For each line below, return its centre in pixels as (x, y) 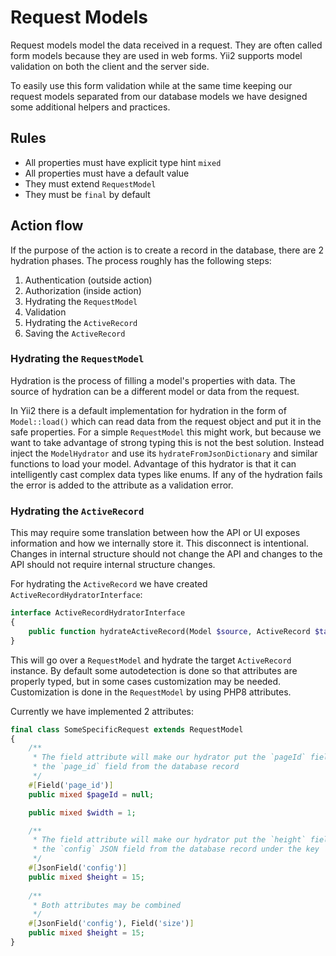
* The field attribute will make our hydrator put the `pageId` (169, 757)
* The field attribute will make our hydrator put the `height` (169, 840)
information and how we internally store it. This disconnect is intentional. (159, 543)
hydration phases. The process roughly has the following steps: (141, 260)
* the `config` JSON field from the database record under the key (176, 849)
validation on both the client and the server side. (110, 66)
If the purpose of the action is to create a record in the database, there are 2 (167, 250)
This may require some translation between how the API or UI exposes (155, 533)
